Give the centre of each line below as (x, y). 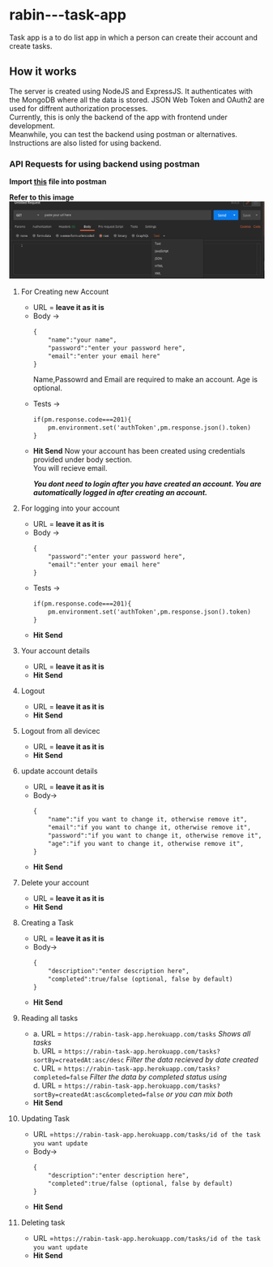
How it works (43, 72)
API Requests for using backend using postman (105, 164)
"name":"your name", (83, 340)
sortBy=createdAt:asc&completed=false (98, 1095)
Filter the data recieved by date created (192, 1060)
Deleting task (43, 1222)
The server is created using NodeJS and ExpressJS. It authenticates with (131, 91)
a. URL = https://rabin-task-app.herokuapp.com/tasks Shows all (142, 1034)
